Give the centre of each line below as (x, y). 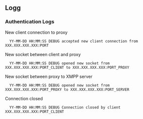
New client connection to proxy (36, 32)
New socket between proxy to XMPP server (49, 76)
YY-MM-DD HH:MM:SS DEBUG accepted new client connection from (74, 41)
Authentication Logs (30, 22)
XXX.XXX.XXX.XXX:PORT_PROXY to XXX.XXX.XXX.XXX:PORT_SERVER (67, 89)
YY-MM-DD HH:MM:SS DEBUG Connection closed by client (65, 107)
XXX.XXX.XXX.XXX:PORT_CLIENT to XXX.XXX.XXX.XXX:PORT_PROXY (67, 67)
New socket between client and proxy (43, 54)
